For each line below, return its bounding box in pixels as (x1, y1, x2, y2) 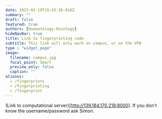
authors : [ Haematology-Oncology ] (5, 27, 77, 32)
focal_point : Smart (10, 60, 52, 65)
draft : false (5, 17, 33, 22)
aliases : (5, 74, 24, 79)
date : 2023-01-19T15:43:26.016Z (5, 7, 75, 13)
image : (5, 50, 20, 55)
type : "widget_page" (5, 45, 52, 51)
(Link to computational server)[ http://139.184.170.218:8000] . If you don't (5, 102, 157, 108)
